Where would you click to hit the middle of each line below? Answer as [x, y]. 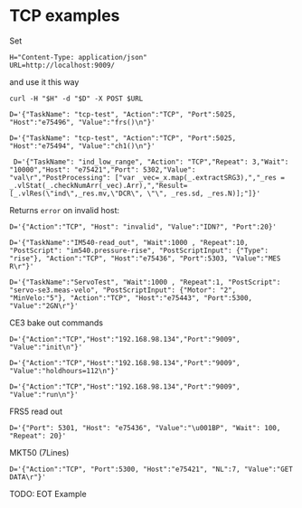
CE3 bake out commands [57, 323]
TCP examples [65, 16]
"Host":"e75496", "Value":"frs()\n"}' [82, 122]
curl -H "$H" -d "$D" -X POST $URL [76, 99]
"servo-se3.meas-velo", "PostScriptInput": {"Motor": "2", [123, 290]
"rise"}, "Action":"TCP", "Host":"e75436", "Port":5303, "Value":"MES [145, 259]
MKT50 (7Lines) [39, 452]
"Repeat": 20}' [38, 436]
